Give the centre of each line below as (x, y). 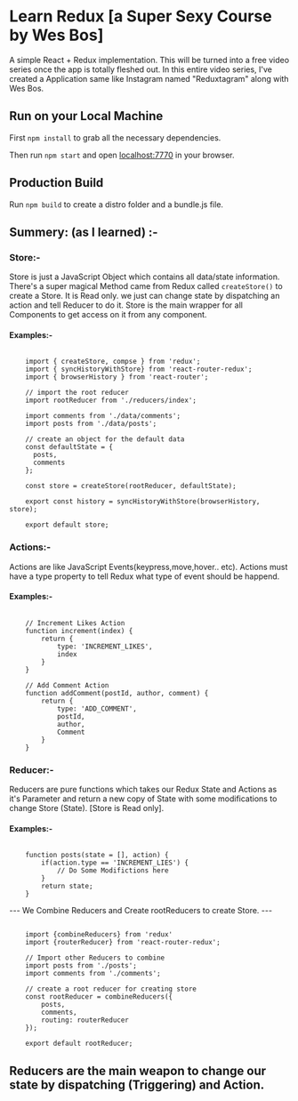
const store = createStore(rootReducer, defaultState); (131, 486)
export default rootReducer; (79, 1044)
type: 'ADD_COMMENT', (97, 709)
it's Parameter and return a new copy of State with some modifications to (143, 799)
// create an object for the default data (105, 439)
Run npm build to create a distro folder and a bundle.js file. (117, 204)
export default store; (67, 525)
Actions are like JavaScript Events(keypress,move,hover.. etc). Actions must (149, 567)
